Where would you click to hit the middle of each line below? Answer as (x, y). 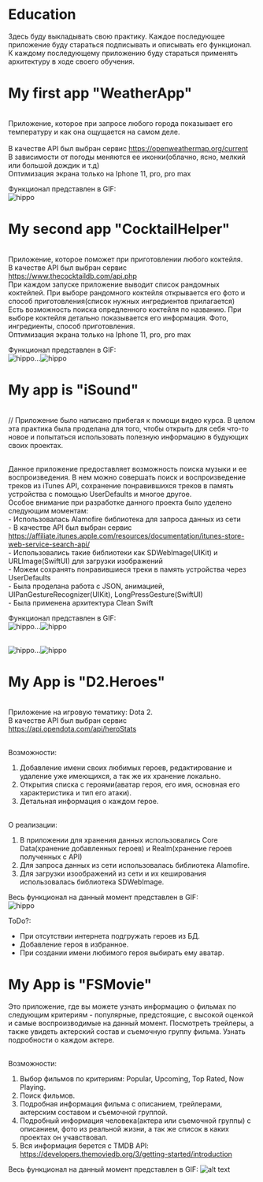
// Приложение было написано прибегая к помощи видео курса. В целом (132, 420)
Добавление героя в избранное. (74, 944)
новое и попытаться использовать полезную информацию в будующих (128, 437)
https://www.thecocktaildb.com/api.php (73, 276)
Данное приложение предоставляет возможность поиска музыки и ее (128, 469)
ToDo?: (20, 921)
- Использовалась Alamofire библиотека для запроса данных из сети (125, 519)
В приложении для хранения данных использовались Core (119, 839)
